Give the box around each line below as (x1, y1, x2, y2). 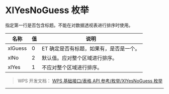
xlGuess (8, 45, 27, 52)
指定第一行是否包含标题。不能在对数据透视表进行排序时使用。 (5, 22, 133, 28)
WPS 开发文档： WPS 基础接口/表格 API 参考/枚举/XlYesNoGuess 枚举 (17, 77, 162, 83)
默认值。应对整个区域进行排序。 (42, 54, 118, 61)
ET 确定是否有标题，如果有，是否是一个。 (42, 45, 140, 52)
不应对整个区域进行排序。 (42, 64, 103, 71)
